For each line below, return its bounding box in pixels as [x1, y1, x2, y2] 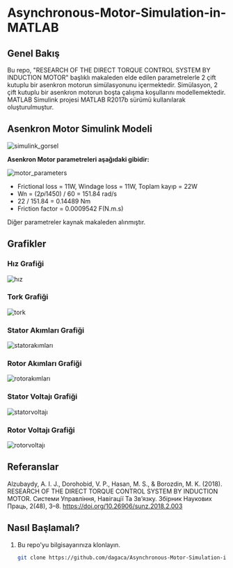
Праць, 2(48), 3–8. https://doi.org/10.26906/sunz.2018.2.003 [7, 502, 183, 510]
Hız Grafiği [7, 259, 44, 269]
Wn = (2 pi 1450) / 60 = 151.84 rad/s [17, 190, 117, 198]
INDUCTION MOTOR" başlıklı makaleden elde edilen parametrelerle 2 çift [7, 73, 216, 82]
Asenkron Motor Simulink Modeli [7, 123, 153, 135]
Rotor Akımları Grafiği [7, 359, 82, 369]
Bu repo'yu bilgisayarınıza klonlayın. [17, 540, 120, 548]
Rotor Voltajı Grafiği [7, 425, 75, 435]
